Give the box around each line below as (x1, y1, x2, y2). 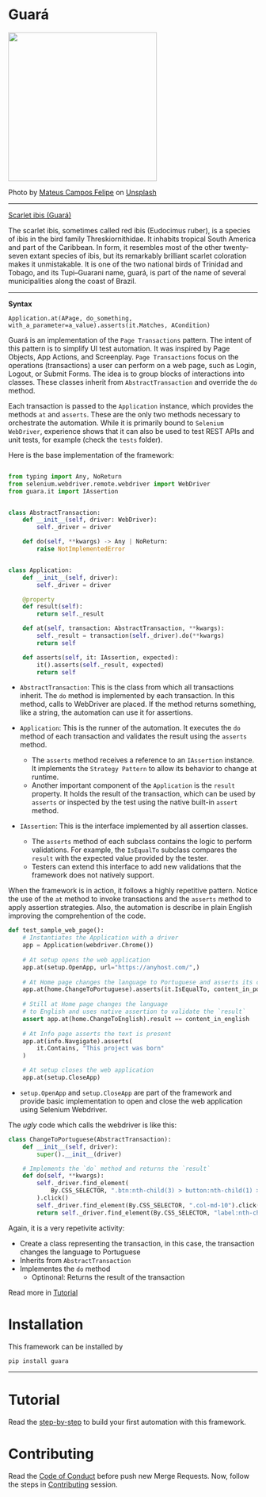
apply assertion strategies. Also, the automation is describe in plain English (8, 903, 253, 912)
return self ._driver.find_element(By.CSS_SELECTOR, (36, 1208, 211, 1217)
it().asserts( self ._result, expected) (36, 661, 165, 669)
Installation (8, 1315, 84, 1334)
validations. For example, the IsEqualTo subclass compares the (31, 845, 237, 854)
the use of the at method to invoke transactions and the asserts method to (8, 894, 252, 904)
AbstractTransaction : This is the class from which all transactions (19, 682, 234, 692)
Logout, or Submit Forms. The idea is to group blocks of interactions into (8, 369, 245, 378)
